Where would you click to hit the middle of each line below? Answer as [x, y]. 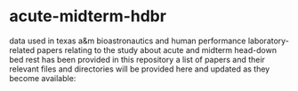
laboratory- [268, 41]
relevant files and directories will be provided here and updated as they [140, 69]
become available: [43, 78]
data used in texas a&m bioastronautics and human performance [128, 41]
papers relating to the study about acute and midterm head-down [157, 49]
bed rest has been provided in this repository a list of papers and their [137, 59]
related [22, 49]
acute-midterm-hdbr [88, 16]
